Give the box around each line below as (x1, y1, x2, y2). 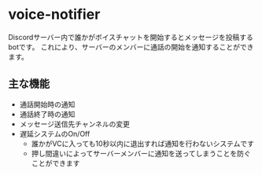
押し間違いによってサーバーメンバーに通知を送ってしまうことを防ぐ (31, 148, 252, 158)
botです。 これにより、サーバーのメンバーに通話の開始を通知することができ (8, 42, 254, 52)
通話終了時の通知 (19, 109, 76, 118)
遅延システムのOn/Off (19, 129, 90, 138)
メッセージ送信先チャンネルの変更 (19, 119, 131, 129)
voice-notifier (8, 5, 101, 24)
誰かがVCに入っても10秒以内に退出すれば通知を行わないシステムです (31, 139, 254, 148)
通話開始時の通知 (19, 100, 76, 109)
